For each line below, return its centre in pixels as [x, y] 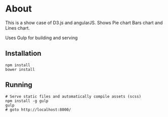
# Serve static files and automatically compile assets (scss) [73, 96]
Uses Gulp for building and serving [41, 38]
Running [19, 85]
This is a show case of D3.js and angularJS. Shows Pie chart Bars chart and [84, 23]
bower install [20, 69]
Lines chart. [18, 28]
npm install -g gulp [27, 101]
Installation [23, 53]
